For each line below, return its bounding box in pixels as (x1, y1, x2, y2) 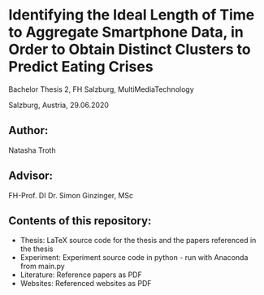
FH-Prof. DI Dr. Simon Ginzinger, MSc (8, 190, 134, 200)
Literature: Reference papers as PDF (19, 270, 142, 280)
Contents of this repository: (8, 214, 152, 228)
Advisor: (8, 169, 54, 183)
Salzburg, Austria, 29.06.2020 (8, 100, 110, 110)
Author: (8, 124, 49, 137)
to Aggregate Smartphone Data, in (8, 23, 244, 41)
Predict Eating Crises (8, 58, 154, 76)
